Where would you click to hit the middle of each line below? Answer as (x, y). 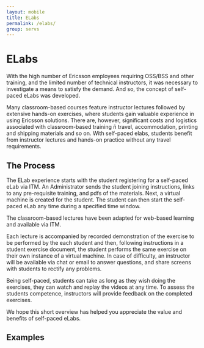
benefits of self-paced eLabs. (44, 318)
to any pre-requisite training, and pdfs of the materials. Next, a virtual (93, 193)
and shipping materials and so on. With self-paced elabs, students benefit (99, 133)
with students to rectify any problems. (54, 269)
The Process (31, 165)
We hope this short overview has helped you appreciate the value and (94, 312)
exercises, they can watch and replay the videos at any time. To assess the (100, 287)
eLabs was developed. (52, 96)
